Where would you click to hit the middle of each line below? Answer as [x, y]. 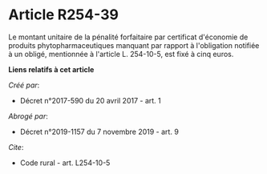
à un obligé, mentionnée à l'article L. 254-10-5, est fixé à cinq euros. [121, 54]
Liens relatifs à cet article [51, 69]
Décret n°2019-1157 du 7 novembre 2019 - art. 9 [99, 132]
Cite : [16, 147]
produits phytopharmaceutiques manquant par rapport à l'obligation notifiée [134, 45]
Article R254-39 [63, 15]
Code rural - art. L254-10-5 [65, 163]
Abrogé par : [28, 116]
